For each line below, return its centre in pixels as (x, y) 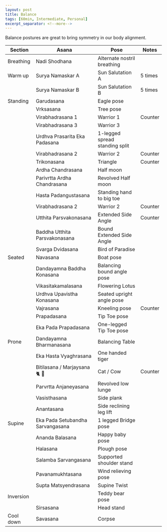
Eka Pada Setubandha (61, 420)
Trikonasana (50, 162)
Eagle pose (111, 101)
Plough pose (112, 449)
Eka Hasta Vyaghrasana (64, 356)
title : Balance (21, 14)
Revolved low (113, 384)
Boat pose (110, 258)
